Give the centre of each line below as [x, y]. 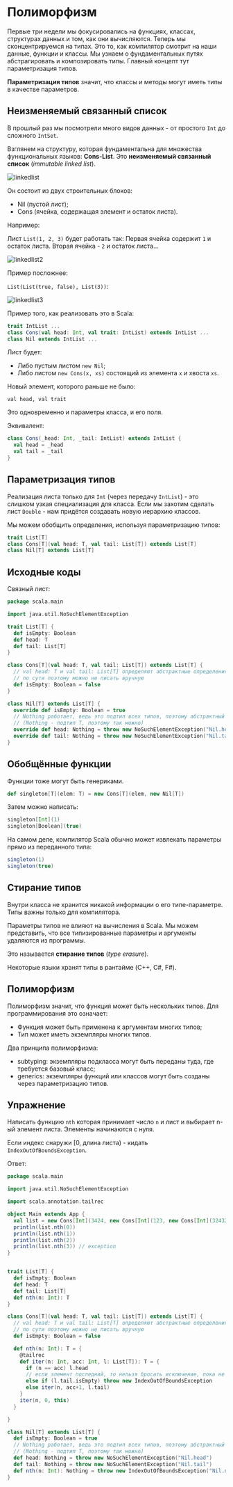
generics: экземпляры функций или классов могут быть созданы [113, 1076]
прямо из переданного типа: [50, 847]
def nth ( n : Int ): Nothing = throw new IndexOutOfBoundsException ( [111, 1471]
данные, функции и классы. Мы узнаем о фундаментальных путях [105, 54]
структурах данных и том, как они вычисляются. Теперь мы [96, 38]
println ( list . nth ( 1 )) [45, 1234]
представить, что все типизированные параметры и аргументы [102, 933]
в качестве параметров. [43, 89]
